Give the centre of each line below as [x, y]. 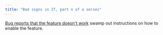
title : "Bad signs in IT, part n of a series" [53, 9]
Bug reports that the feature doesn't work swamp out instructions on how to [81, 23]
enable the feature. [24, 28]
